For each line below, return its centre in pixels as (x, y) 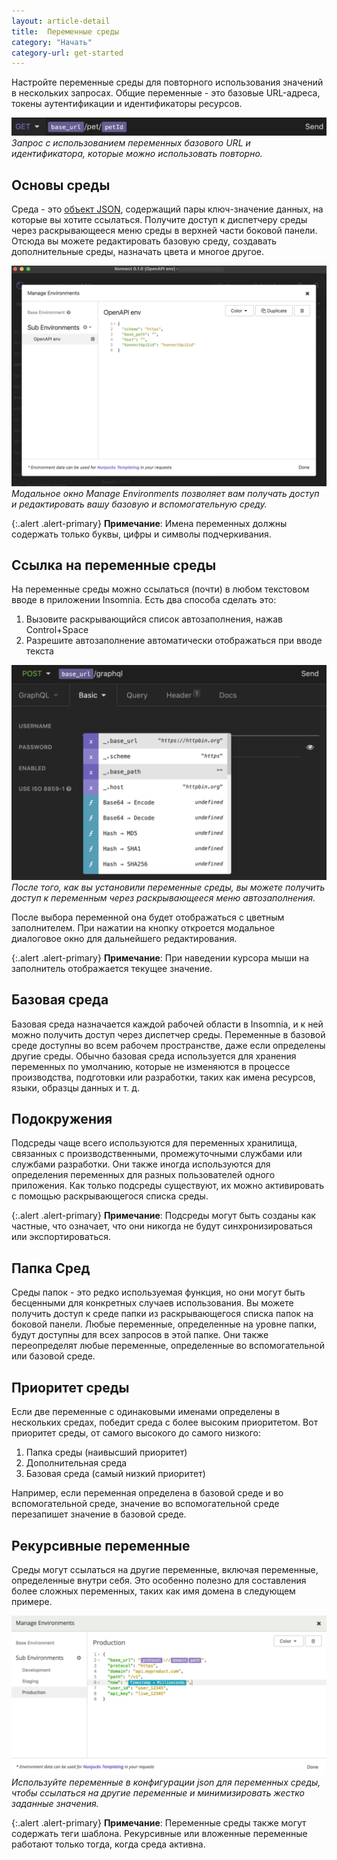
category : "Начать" (52, 42)
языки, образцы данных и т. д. (76, 1087)
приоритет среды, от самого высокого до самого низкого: (136, 1433)
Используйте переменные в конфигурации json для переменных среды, (166, 1782)
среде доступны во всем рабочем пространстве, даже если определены (168, 1045)
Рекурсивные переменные (101, 1545)
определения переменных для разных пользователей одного (143, 1175)
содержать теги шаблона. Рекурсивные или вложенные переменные (159, 1833)
